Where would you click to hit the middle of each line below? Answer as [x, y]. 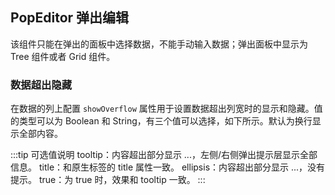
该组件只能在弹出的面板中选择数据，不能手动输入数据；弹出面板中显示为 [159, 44]
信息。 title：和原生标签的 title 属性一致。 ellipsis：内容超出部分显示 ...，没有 [168, 167]
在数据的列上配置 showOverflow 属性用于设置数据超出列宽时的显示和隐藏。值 [166, 109]
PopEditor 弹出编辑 [70, 18]
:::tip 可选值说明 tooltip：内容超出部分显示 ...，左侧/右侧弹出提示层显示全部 [164, 155]
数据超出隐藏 [41, 85]
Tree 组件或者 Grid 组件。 [63, 56]
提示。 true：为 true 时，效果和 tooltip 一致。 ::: [108, 180]
